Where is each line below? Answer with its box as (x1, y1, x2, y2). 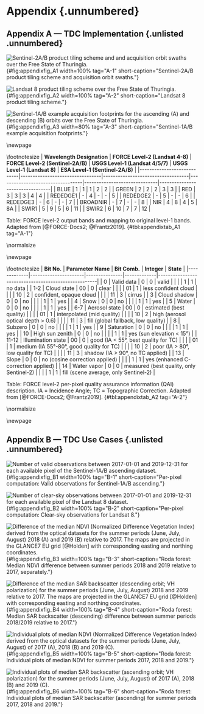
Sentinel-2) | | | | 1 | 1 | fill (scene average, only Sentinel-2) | (6, 369, 155, 376)
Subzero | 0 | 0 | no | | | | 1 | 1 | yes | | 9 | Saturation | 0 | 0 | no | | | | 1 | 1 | (6, 323, 189, 330)
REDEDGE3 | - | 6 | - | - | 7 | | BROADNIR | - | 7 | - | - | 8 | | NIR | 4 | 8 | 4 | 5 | (6, 199, 198, 205)
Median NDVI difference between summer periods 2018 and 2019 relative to (6, 562, 197, 569)
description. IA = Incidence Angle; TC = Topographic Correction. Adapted (6, 387, 191, 394)
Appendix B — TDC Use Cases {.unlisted (6, 434, 163, 445)
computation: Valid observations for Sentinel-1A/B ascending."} (6, 479, 166, 487)
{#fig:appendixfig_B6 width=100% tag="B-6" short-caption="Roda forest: (6, 687, 192, 695)
